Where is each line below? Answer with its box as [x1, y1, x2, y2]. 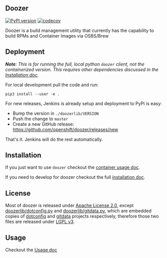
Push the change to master [12, 115, 68, 121]
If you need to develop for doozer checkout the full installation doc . [5, 174, 145, 180]
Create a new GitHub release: [12, 121, 74, 127]
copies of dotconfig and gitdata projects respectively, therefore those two [5, 213, 159, 219]
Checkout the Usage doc [5, 247, 57, 253]
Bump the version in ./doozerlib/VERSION [12, 110, 99, 116]
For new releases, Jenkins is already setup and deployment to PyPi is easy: [5, 100, 162, 106]
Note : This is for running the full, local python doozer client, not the [5, 61, 145, 67]
